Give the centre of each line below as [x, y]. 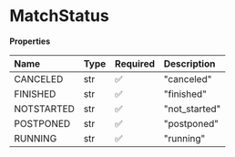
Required [135, 63]
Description [189, 63]
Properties [30, 41]
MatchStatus [59, 16]
